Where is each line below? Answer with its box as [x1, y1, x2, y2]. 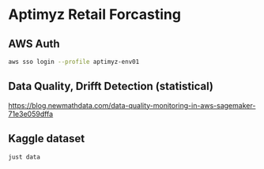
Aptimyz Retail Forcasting [8, 6, 182, 24]
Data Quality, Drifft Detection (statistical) [8, 80, 214, 93]
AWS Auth [8, 37, 61, 51]
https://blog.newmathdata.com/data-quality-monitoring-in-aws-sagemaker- [8, 100, 256, 110]
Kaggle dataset [8, 132, 85, 145]
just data [8, 152, 41, 161]
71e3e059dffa [8, 109, 54, 118]
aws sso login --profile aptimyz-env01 [8, 58, 140, 66]
